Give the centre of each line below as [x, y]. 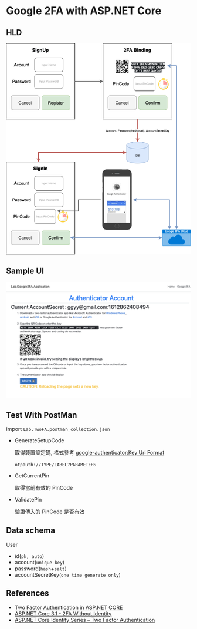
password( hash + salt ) [41, 569]
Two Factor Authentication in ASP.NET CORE [69, 607]
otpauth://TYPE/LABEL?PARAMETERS [55, 465]
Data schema [31, 531]
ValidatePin [28, 500]
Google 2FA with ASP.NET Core [84, 11]
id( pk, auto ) [29, 556]
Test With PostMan [42, 415]
